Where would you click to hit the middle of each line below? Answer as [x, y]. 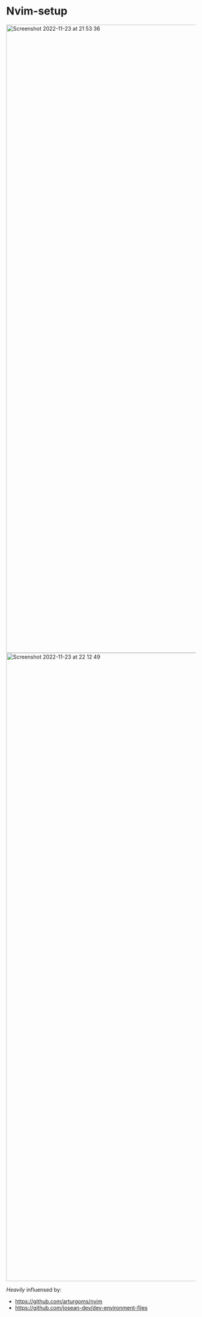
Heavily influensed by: [34, 1289]
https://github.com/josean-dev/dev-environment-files [81, 1307]
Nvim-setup [37, 11]
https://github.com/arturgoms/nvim [59, 1301]
